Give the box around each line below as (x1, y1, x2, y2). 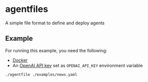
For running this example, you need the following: (5, 47, 107, 53)
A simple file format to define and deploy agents (5, 20, 105, 26)
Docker (12, 57, 28, 63)
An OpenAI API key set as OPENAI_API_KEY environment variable (12, 62, 143, 68)
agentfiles (5, 3, 49, 15)
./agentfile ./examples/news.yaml (5, 72, 78, 77)
